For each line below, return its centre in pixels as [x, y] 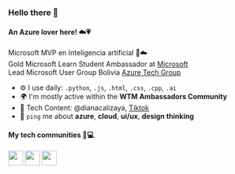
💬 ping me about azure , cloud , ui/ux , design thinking [107, 117]
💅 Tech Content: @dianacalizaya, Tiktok [84, 108]
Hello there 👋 [34, 13]
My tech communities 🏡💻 [51, 135]
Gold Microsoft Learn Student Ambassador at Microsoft [98, 64]
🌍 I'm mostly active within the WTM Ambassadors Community [123, 97]
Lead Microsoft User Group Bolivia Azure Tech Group [95, 72]
